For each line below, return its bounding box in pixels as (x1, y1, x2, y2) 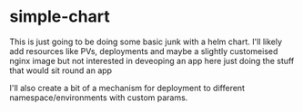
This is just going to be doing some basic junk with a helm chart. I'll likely (9, 36, 283, 47)
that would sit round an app (9, 65, 112, 76)
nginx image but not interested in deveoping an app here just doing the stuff (9, 55, 295, 66)
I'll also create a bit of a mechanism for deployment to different (9, 82, 246, 93)
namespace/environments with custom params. (9, 92, 188, 103)
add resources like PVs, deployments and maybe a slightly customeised (9, 45, 278, 56)
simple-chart (9, 6, 111, 27)
